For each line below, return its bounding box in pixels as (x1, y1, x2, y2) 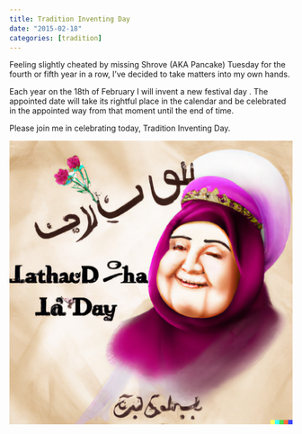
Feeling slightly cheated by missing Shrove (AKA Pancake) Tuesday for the (9, 59, 286, 70)
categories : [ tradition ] (9, 33, 102, 42)
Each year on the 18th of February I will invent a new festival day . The (9, 86, 269, 97)
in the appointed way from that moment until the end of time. (9, 105, 235, 116)
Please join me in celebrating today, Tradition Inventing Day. (9, 122, 231, 134)
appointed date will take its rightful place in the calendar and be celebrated (9, 95, 287, 107)
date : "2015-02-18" (9, 23, 83, 33)
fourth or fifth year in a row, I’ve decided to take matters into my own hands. (9, 68, 290, 80)
